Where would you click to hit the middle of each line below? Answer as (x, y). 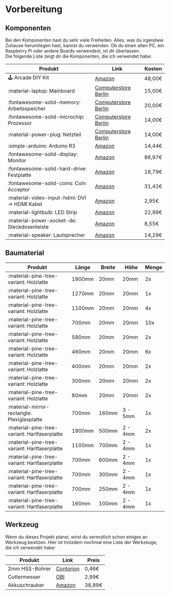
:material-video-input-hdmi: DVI (47, 198)
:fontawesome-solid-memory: (44, 102)
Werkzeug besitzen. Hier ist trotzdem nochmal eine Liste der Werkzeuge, (81, 542)
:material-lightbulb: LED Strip (42, 212)
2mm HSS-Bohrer (30, 569)
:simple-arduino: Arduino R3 (42, 146)
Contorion (68, 569)
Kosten (153, 69)
